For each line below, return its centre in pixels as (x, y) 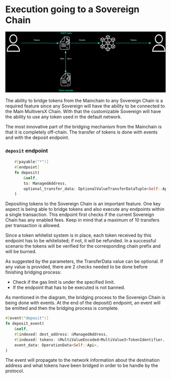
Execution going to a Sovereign (73, 9)
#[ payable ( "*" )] (32, 162)
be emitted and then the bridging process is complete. (62, 308)
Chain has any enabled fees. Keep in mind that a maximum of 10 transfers (82, 220)
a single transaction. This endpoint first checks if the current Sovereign (80, 214)
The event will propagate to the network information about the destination (83, 360)
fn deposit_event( (25, 324)
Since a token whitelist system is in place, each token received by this (78, 235)
